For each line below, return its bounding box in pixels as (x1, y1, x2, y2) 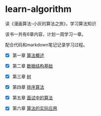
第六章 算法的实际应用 (12, 106, 57, 112)
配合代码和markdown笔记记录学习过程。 (5, 41, 88, 48)
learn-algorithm (5, 3, 72, 15)
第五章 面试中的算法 (12, 95, 53, 101)
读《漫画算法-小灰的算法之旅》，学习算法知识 (5, 20, 97, 26)
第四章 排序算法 (12, 84, 45, 90)
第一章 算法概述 (12, 52, 45, 58)
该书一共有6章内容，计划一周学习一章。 (5, 31, 86, 37)
